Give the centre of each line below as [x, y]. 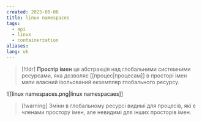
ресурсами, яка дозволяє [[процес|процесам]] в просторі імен [104, 75]
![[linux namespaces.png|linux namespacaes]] [65, 94]
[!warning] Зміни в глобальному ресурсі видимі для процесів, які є [109, 106]
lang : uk [17, 52]
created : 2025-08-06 [33, 12]
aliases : [17, 46]
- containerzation [36, 40]
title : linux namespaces [38, 18]
